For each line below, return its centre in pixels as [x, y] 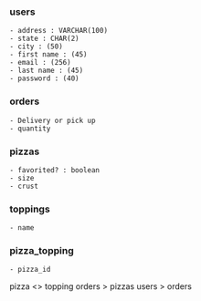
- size [22, 178]
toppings [30, 209]
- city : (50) [37, 47]
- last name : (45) [47, 71]
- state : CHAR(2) [44, 39]
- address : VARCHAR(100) [58, 31]
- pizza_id [30, 270]
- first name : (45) [49, 55]
